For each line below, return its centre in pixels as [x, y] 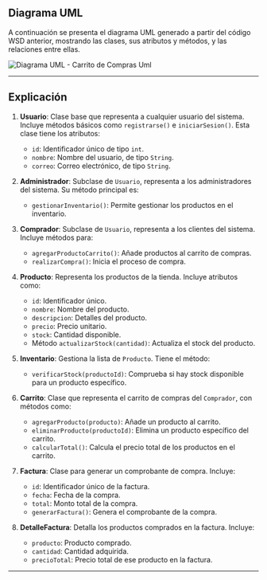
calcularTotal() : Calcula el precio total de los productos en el [133, 447]
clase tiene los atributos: [60, 133]
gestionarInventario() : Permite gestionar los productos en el [132, 205]
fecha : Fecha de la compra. [76, 495]
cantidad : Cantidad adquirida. [80, 551]
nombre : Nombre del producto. [80, 309]
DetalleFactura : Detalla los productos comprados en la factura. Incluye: [137, 527]
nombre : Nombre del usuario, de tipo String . [103, 157]
